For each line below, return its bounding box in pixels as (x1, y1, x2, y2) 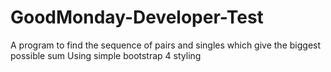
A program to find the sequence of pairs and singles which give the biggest (10, 39, 322, 51)
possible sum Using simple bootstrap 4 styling (10, 49, 202, 61)
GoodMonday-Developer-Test (10, 6, 264, 29)
